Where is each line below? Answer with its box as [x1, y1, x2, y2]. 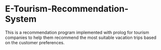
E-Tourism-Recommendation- [5, 3, 129, 14]
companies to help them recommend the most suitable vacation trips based [5, 35, 157, 40]
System [5, 13, 37, 25]
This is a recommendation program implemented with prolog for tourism [5, 29, 149, 35]
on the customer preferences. [5, 39, 65, 45]
